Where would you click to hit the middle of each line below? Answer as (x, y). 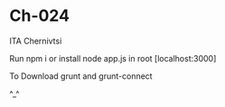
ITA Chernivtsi (36, 41)
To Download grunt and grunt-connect (81, 76)
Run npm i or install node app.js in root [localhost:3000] (113, 58)
